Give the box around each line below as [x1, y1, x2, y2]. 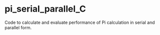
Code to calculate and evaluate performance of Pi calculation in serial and [4, 19, 155, 25]
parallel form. [4, 24, 32, 30]
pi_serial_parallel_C [4, 3, 86, 15]
